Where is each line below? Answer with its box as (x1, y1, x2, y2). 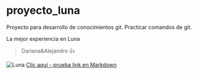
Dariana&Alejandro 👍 (21, 47, 75, 54)
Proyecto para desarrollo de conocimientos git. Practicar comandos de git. (6, 23, 192, 31)
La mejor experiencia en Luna (6, 35, 81, 42)
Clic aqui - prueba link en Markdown (26, 61, 117, 68)
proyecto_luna (6, 4, 81, 17)
